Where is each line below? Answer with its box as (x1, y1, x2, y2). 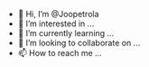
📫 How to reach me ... (17, 48, 102, 58)
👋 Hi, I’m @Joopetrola (17, 9, 99, 19)
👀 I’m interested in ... (17, 18, 95, 29)
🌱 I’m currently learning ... (17, 28, 115, 38)
